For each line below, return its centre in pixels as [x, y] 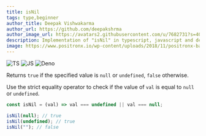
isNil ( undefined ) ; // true [41, 121]
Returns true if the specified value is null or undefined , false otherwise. [97, 75]
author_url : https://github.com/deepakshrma [64, 29]
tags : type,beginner [33, 18]
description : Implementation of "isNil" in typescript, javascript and [100, 40]
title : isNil [23, 12]
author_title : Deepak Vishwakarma [51, 23]
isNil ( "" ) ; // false [33, 127]
